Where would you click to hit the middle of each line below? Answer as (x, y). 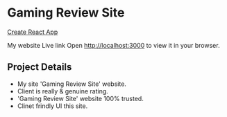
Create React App (33, 32)
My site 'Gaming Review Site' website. (72, 84)
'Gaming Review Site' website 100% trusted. (80, 98)
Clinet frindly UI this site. (52, 106)
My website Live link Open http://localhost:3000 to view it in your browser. (113, 45)
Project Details (40, 67)
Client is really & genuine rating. (63, 91)
